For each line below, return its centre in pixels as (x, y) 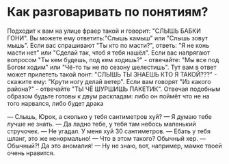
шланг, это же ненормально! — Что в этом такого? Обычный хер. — (107, 138)
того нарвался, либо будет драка (55, 103)
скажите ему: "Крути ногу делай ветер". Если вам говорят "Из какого (109, 81)
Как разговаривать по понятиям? (108, 12)
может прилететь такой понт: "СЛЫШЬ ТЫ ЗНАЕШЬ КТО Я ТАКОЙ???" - (112, 74)
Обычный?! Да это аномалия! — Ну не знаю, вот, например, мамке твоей (114, 146)
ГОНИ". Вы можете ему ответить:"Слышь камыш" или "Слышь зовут (108, 38)
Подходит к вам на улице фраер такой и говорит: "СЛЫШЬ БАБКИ (104, 31)
